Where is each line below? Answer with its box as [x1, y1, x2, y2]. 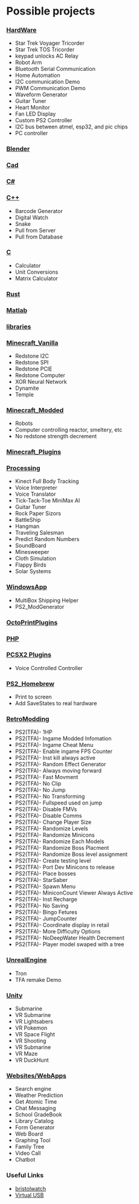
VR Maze [15, 1050, 38, 1058]
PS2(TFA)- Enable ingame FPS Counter [15, 748, 113, 755]
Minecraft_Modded [6, 406, 64, 414]
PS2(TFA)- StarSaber [15, 877, 68, 884]
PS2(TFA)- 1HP [15, 728, 53, 736]
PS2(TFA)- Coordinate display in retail [15, 921, 110, 929]
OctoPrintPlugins [6, 618, 58, 627]
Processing [6, 464, 40, 473]
